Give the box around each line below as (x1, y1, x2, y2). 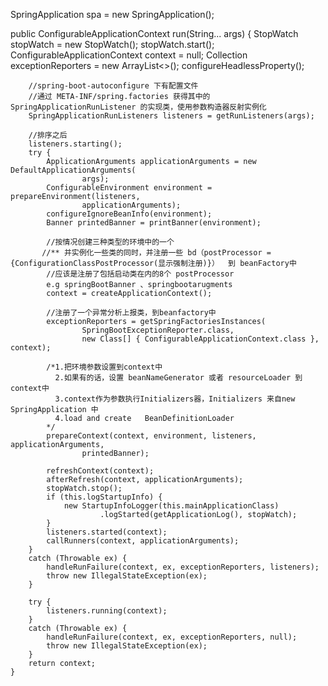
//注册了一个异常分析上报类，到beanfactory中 (46, 308, 217, 318)
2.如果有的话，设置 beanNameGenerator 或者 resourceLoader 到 (54, 373, 303, 383)
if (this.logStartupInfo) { (46, 492, 163, 502)
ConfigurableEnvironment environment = (46, 183, 213, 193)
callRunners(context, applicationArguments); (46, 536, 240, 546)
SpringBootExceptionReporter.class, (81, 325, 235, 335)
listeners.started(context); (46, 527, 168, 537)
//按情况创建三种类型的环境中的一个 (46, 237, 175, 247)
